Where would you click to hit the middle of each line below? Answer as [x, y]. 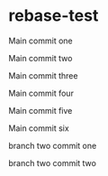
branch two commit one [53, 145]
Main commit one [40, 41]
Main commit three [43, 75]
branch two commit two [52, 162]
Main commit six [39, 128]
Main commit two [40, 58]
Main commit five [40, 110]
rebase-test [54, 16]
